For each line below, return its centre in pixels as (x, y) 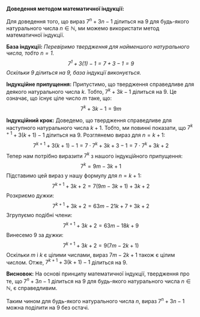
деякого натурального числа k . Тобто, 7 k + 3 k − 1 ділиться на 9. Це (92, 91)
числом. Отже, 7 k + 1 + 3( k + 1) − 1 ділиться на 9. (67, 262)
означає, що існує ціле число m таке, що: (59, 98)
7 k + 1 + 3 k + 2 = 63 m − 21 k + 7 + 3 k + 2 (101, 205)
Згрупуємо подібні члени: (39, 215)
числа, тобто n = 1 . (30, 53)
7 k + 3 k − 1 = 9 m (101, 108)
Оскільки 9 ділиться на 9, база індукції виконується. (74, 73)
